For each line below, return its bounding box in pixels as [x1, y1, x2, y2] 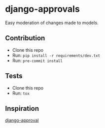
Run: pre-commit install [12, 58, 63, 64]
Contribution [5, 34, 45, 42]
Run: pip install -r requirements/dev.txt [12, 52, 100, 58]
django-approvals [5, 3, 80, 15]
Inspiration [5, 104, 39, 113]
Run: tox [12, 90, 30, 96]
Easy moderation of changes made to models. [5, 20, 99, 26]
